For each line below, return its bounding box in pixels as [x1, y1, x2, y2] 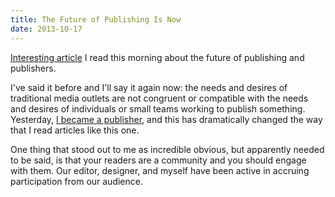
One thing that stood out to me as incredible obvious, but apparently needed [10, 143, 325, 155]
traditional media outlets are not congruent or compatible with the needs [10, 92, 309, 104]
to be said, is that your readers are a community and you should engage [10, 154, 307, 166]
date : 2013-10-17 [10, 24, 83, 34]
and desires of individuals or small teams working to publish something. [10, 102, 306, 115]
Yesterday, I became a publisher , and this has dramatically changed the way [10, 113, 323, 125]
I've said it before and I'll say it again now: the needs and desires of [10, 81, 288, 93]
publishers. [10, 62, 57, 74]
